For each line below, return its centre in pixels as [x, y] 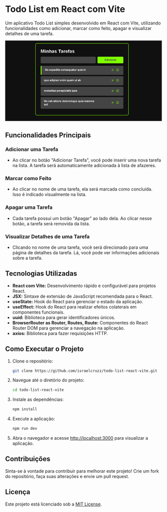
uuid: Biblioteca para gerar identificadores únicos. [64, 317]
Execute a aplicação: [34, 419]
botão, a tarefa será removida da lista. [51, 223]
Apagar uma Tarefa [29, 207]
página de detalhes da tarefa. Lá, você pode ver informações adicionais [86, 252]
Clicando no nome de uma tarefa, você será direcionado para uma [80, 247]
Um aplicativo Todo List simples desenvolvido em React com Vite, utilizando [83, 23]
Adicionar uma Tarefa [32, 149]
